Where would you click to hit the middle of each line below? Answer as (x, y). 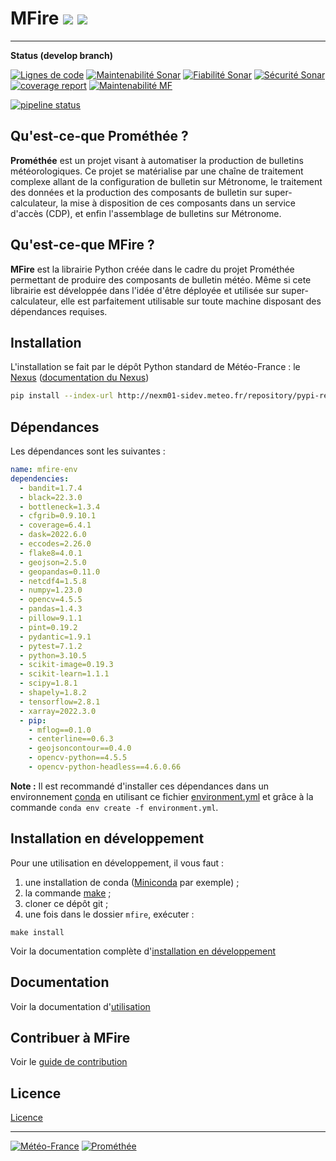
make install (37, 932)
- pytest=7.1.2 (51, 646)
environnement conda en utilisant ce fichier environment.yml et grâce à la (162, 796)
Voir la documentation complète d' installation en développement (143, 951)
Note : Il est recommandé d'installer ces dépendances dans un (140, 786)
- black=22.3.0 (51, 497)
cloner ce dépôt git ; (66, 903)
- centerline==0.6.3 (71, 739)
